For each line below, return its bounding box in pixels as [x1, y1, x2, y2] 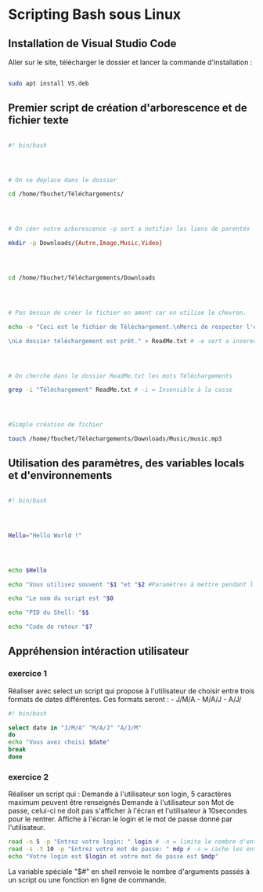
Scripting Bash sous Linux [8, 5, 182, 24]
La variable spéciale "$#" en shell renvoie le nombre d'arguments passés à [8, 866, 250, 876]
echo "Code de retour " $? [8, 623, 92, 631]
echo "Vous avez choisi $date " [8, 738, 110, 747]
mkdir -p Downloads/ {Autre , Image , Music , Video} [8, 239, 163, 247]
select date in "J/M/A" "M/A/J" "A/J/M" [8, 724, 142, 732]
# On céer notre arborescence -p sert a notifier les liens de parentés [8, 225, 250, 233]
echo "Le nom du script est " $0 [8, 594, 113, 602]
